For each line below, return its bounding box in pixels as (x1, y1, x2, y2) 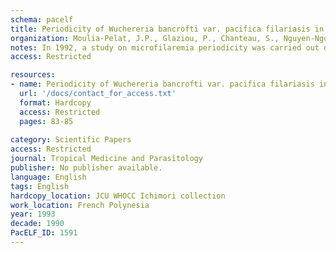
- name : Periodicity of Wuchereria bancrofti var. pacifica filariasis (10, 79, 315, 90)
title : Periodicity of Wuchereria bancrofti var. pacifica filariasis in (10, 24, 325, 34)
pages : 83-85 (19, 116, 74, 126)
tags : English (10, 181, 70, 191)
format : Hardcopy (19, 97, 92, 108)
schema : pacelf (10, 14, 74, 25)
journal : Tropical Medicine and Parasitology (10, 154, 203, 164)
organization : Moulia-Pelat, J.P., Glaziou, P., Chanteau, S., (10, 33, 280, 43)
